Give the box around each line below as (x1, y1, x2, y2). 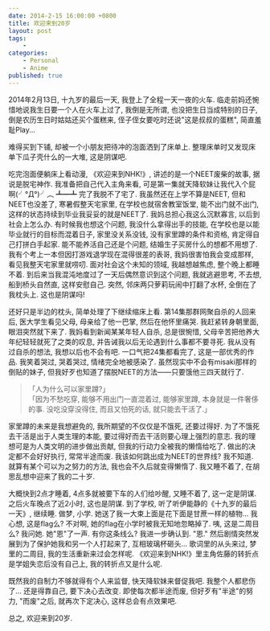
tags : (8, 34, 27, 43)
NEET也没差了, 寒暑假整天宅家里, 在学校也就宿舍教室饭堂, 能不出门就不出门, (8, 199, 260, 209)
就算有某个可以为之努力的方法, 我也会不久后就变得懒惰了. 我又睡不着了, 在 (8, 461, 253, 471)
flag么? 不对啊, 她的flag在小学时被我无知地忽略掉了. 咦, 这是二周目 (39, 518, 260, 528)
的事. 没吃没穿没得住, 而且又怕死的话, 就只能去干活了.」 (27, 404, 211, 414)
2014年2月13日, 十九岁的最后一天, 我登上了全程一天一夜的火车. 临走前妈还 (8, 94, 252, 104)
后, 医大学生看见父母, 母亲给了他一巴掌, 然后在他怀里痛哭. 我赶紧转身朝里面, (8, 317, 259, 326)
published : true (8, 72, 63, 80)
